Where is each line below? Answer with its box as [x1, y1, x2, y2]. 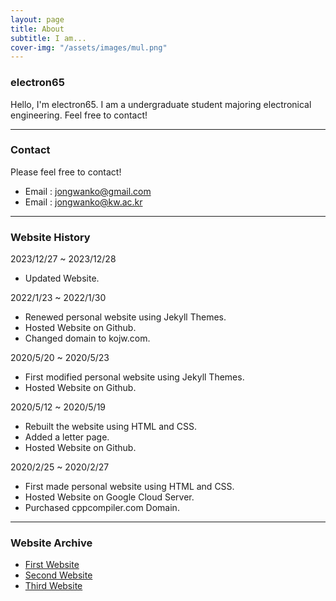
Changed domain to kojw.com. [24, 332, 151, 345]
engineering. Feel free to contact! [10, 109, 148, 121]
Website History [10, 230, 91, 244]
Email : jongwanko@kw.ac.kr [24, 196, 143, 208]
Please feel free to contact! [10, 166, 122, 178]
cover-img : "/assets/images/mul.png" [10, 42, 168, 53]
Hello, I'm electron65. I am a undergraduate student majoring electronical [10, 98, 312, 110]
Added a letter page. [24, 431, 110, 443]
